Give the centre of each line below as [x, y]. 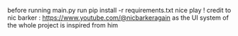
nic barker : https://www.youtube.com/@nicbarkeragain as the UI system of [118, 18]
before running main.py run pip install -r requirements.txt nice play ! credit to [119, 10]
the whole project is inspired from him [63, 25]
